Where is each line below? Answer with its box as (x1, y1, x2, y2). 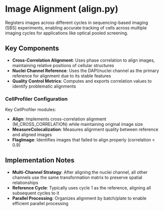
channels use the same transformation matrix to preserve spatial (12, 174, 142, 180)
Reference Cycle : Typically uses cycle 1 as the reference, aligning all (12, 185, 151, 190)
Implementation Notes (5, 156, 75, 164)
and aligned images (12, 132, 52, 138)
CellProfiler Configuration (5, 95, 68, 102)
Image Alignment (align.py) (5, 3, 118, 15)
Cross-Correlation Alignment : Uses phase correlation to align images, (12, 57, 155, 63)
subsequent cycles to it (12, 190, 60, 196)
